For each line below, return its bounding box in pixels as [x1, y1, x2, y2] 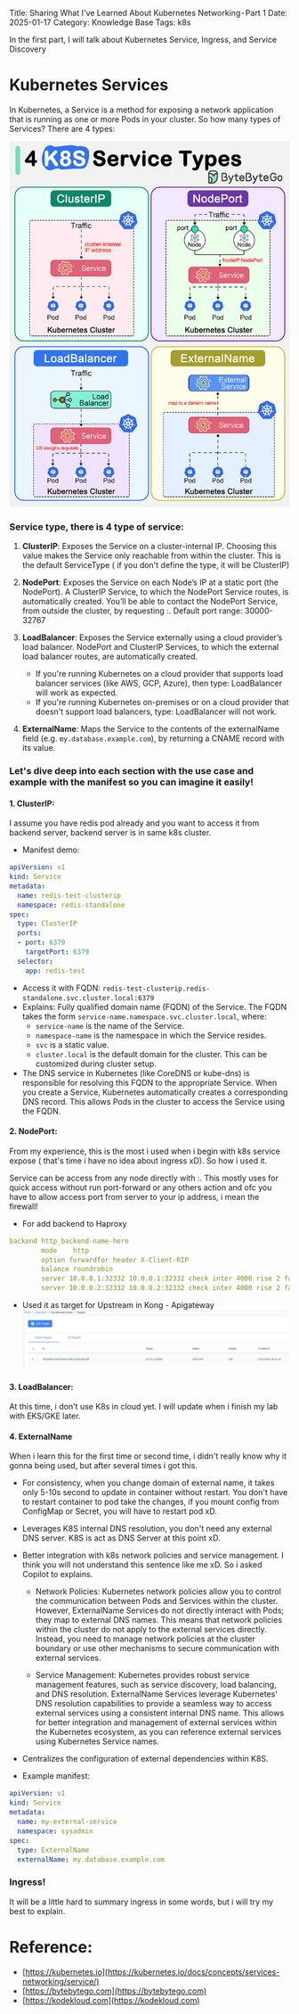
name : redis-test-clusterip [17, 891, 122, 900]
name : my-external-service [17, 1818, 117, 1827]
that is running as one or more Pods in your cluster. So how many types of [9, 113, 281, 124]
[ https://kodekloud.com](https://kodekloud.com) [21, 1994, 200, 2005]
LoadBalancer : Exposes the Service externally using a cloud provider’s [21, 632, 283, 643]
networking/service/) [21, 1976, 100, 1986]
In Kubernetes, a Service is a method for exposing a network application [9, 104, 274, 115]
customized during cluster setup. [35, 1058, 158, 1069]
